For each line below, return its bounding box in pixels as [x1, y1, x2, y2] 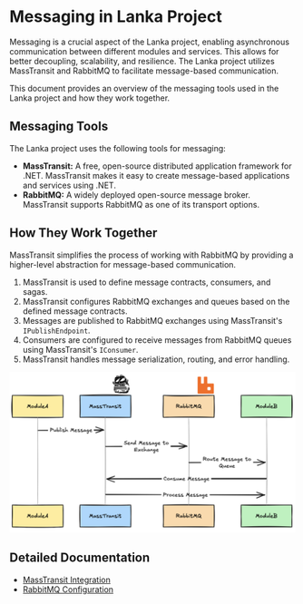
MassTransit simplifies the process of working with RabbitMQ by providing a [9, 249, 294, 260]
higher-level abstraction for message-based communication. [9, 258, 237, 269]
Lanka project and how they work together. [9, 93, 171, 103]
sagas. [22, 286, 48, 297]
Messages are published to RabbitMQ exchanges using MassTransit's [22, 315, 283, 326]
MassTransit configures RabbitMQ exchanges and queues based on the [22, 296, 290, 307]
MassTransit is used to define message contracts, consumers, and [22, 277, 271, 287]
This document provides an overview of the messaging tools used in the [9, 83, 279, 93]
